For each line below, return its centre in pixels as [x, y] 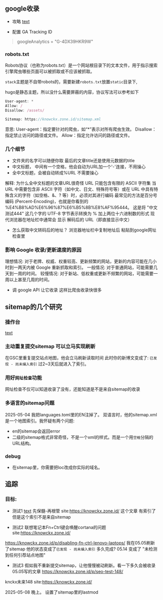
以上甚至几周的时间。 [30, 280]
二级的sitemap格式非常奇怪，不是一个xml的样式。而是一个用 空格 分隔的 [82, 437]
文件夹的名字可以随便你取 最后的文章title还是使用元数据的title [73, 160]
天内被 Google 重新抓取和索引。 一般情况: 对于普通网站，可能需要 [88, 267]
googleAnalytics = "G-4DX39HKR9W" [55, 41]
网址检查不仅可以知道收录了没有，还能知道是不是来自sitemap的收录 [73, 389]
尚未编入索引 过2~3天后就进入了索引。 [52, 364]
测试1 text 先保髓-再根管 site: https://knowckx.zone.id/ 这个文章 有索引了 [84, 511]
